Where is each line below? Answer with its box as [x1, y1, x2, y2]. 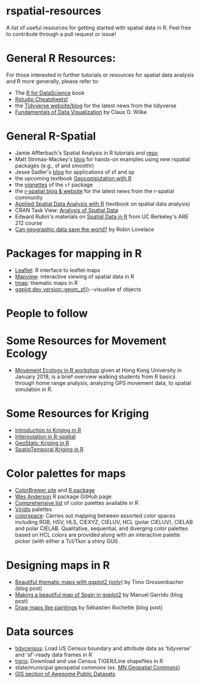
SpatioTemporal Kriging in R [14, 446, 84, 453]
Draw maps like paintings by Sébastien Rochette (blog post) [14, 604, 163, 611]
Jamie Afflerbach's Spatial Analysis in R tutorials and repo [14, 149, 158, 157]
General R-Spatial [6, 130, 96, 143]
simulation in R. [14, 386, 53, 393]
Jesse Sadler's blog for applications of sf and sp [14, 168, 135, 175]
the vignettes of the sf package [14, 181, 93, 188]
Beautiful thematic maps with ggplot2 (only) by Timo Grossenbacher [14, 578, 184, 585]
